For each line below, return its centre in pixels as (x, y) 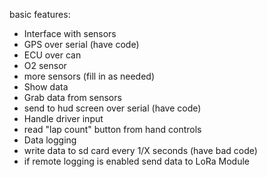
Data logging (50, 140)
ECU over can (52, 55)
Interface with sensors (70, 33)
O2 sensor (45, 65)
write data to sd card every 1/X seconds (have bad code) (140, 150)
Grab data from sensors (72, 97)
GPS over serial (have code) (81, 44)
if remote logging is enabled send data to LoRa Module (136, 161)
